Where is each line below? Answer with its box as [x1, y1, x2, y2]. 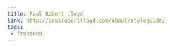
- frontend [10, 30, 42, 37]
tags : [7, 23, 23, 30]
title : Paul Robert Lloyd [7, 10, 83, 18]
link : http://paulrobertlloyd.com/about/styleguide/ [7, 17, 166, 24]
